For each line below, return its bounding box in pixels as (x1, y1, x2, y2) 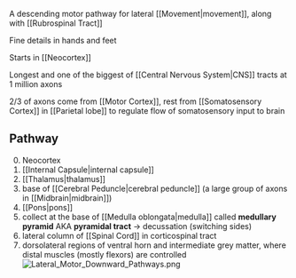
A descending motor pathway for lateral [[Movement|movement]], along (9, 9, 272, 19)
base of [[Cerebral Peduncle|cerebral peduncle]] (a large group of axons (21, 183, 288, 194)
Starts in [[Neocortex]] (9, 52, 91, 62)
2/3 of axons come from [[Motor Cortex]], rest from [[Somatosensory (9, 96, 262, 107)
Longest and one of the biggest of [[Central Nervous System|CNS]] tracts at (9, 69, 288, 80)
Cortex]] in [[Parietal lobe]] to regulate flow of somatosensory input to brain (9, 106, 285, 115)
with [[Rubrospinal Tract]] (9, 18, 104, 28)
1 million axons (9, 79, 63, 89)
